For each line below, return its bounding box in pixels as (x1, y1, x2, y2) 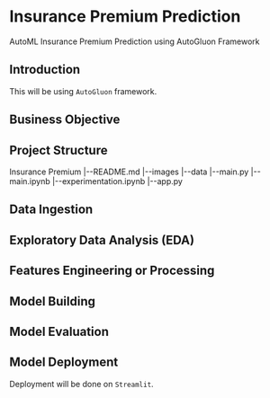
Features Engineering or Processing (9, 263, 215, 279)
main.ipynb (9, 175, 51, 186)
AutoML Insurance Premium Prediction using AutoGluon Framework (9, 36, 260, 47)
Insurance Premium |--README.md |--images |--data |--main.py (9, 166, 249, 177)
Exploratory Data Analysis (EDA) (9, 232, 195, 248)
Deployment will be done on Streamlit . (9, 378, 155, 389)
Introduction (9, 62, 81, 77)
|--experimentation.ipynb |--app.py (52, 175, 183, 186)
